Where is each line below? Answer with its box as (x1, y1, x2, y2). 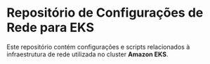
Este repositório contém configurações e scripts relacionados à (6, 42, 190, 51)
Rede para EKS (6, 19, 94, 35)
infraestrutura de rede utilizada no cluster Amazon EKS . (6, 50, 169, 58)
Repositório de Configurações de (6, 5, 204, 21)
